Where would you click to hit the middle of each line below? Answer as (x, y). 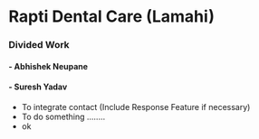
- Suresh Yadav (38, 87)
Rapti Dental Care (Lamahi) (111, 17)
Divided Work (39, 45)
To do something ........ (63, 116)
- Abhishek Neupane (48, 66)
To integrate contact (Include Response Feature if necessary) (136, 107)
